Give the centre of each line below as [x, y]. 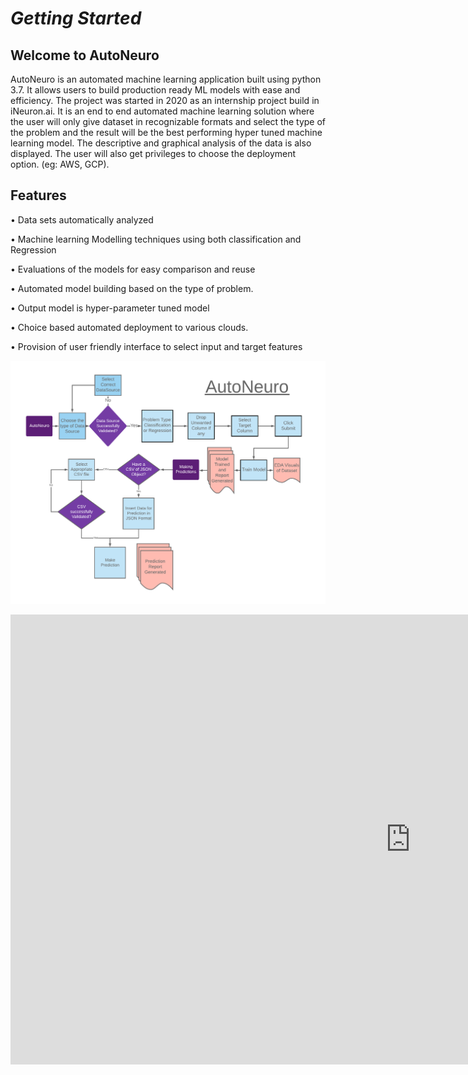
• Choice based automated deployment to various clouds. [129, 327]
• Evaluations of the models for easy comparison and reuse [133, 269]
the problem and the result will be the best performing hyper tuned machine [166, 132]
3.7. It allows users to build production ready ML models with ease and [155, 90]
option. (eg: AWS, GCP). [60, 164]
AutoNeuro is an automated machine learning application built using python [166, 79]
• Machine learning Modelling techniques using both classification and [156, 239]
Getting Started [76, 18]
